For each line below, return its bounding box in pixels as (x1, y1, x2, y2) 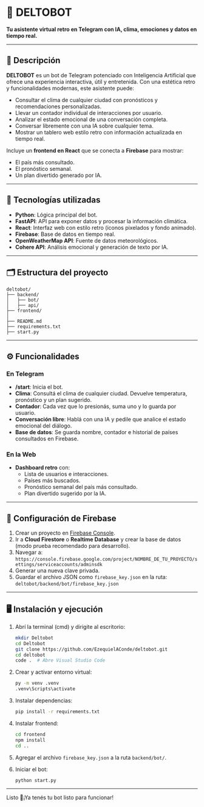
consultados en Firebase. (15, 435, 79, 443)
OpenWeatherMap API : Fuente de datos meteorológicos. (15, 237, 158, 244)
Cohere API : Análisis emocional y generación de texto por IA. (15, 243, 169, 251)
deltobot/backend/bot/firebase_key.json (15, 581, 119, 587)
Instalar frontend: (15, 719, 59, 727)
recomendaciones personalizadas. (15, 103, 102, 110)
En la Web (6, 450, 36, 459)
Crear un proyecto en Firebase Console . (15, 529, 115, 537)
